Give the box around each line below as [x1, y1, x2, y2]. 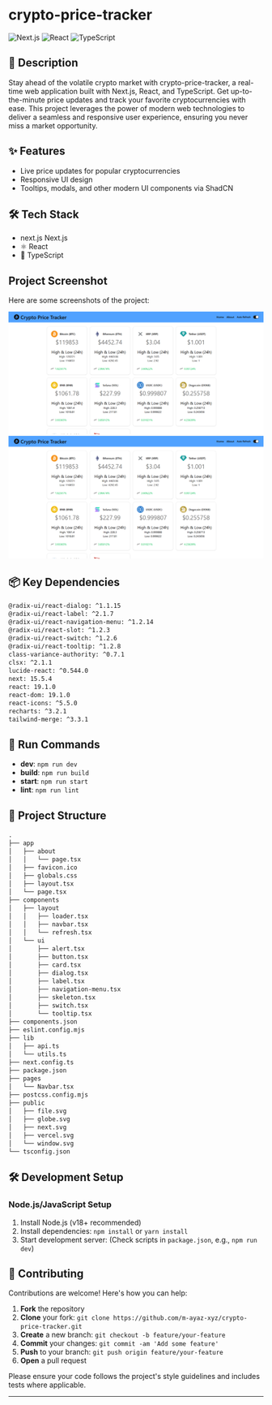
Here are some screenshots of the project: [8, 295, 150, 305]
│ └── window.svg [8, 1139, 74, 1148]
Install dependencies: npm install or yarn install [19, 1226, 189, 1235]
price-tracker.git [19, 1323, 83, 1331]
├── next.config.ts [8, 1058, 74, 1067]
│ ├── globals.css [8, 871, 79, 880]
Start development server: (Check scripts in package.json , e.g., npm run [19, 1235, 257, 1244]
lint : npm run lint [19, 785, 79, 795]
